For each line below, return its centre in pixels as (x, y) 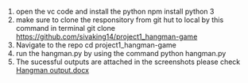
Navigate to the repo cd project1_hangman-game (96, 45)
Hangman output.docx (52, 70)
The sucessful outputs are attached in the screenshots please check (128, 62)
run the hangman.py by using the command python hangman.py (121, 53)
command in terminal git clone (65, 28)
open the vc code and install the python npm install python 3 (115, 11)
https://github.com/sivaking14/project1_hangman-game (107, 36)
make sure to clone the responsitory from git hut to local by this (120, 20)
